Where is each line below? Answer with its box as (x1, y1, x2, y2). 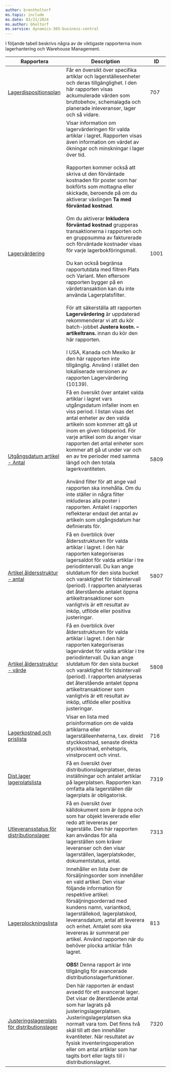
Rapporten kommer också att (66, 164, 136, 171)
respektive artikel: (66, 891, 109, 898)
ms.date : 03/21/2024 (5, 17, 49, 22)
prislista (8, 736, 27, 743)
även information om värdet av (66, 139, 139, 146)
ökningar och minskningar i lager (66, 145, 145, 152)
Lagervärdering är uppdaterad (66, 310, 140, 318)
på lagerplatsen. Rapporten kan (66, 779, 141, 786)
